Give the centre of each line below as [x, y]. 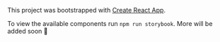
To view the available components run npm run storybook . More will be [110, 23]
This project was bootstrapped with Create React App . [87, 10]
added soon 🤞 [28, 31]
